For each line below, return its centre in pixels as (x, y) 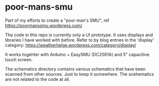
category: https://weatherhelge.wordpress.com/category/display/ (71, 45)
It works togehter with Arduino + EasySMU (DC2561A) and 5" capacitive (77, 54)
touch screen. (19, 59)
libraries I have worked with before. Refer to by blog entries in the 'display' (79, 40)
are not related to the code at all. (38, 79)
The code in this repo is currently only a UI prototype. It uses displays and (79, 35)
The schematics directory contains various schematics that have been (75, 69)
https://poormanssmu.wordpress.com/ (44, 25)
